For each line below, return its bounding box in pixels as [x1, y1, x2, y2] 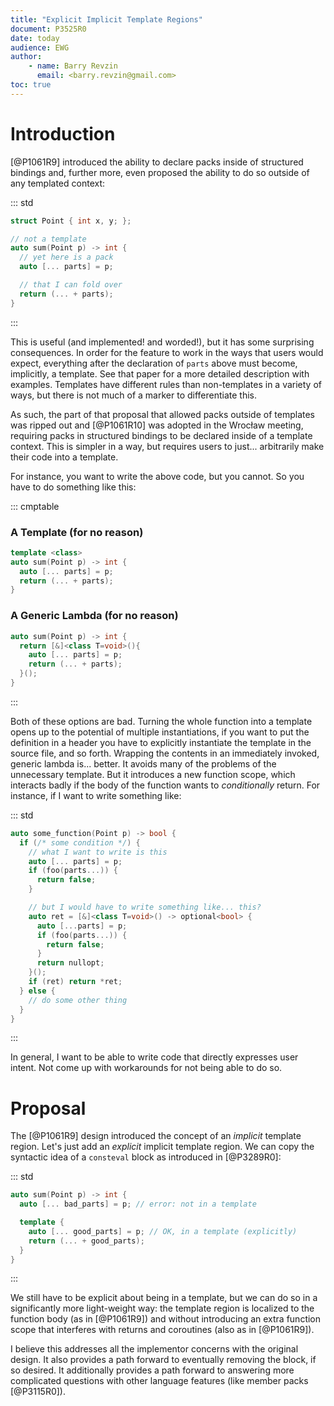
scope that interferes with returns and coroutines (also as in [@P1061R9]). [10, 1324, 315, 1336]
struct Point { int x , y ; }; [10, 216, 132, 226]
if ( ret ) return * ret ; [28, 977, 123, 987]
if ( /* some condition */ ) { [19, 837, 141, 848]
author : [10, 52, 43, 62]
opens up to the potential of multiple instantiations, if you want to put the [10, 726, 310, 738]
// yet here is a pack [19, 252, 114, 263]
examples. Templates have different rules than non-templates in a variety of [10, 378, 322, 390]
